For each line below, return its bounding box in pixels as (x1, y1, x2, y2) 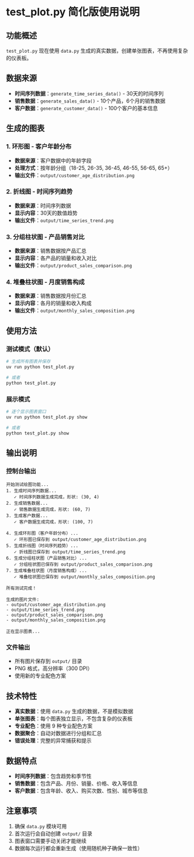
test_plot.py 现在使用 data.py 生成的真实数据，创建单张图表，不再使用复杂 (6, 47, 188, 54)
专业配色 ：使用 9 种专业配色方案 (14, 722, 93, 730)
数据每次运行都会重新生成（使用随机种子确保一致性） (14, 845, 143, 852)
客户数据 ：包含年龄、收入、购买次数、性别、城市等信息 (14, 787, 148, 794)
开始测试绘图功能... (6, 482, 49, 488)
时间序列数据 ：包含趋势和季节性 (14, 772, 92, 780)
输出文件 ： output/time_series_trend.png (14, 216, 114, 223)
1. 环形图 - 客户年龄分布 (6, 142, 72, 151)
